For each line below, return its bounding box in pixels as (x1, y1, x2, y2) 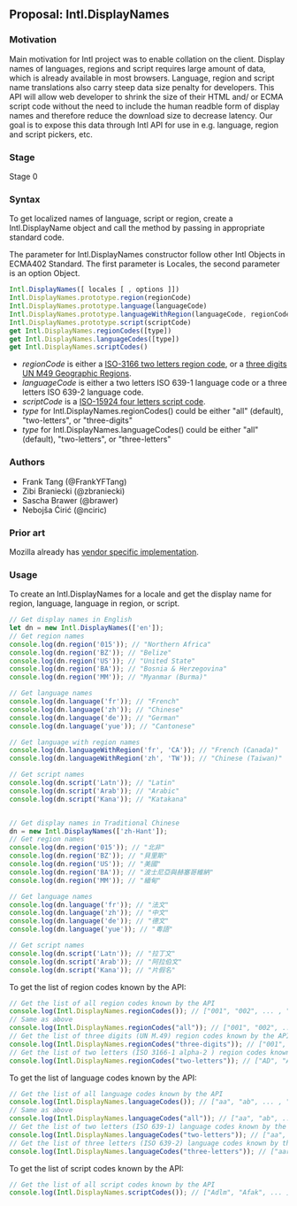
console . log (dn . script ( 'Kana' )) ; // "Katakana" (9, 795, 188, 803)
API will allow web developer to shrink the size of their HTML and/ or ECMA (9, 91, 284, 102)
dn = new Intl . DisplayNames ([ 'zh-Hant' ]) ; (9, 826, 168, 835)
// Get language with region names (9, 738, 141, 747)
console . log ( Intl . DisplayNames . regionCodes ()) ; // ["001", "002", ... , (9, 1007, 283, 1016)
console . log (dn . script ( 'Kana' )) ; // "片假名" (9, 965, 176, 974)
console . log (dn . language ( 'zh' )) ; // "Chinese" (9, 705, 184, 714)
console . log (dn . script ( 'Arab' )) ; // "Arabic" (9, 787, 179, 795)
